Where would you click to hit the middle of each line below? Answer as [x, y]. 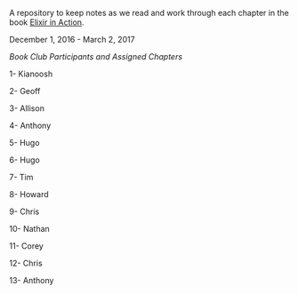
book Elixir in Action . [47, 22]
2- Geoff [25, 91]
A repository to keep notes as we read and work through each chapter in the [149, 13]
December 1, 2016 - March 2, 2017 [72, 40]
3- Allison [27, 108]
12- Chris [26, 263]
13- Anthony [32, 280]
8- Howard [29, 194]
